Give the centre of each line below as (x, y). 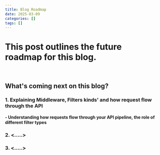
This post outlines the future (64, 47)
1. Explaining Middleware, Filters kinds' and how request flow (78, 100)
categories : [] (20, 18)
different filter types (26, 123)
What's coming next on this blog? (57, 86)
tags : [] (14, 23)
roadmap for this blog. (51, 57)
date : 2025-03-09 (23, 14)
